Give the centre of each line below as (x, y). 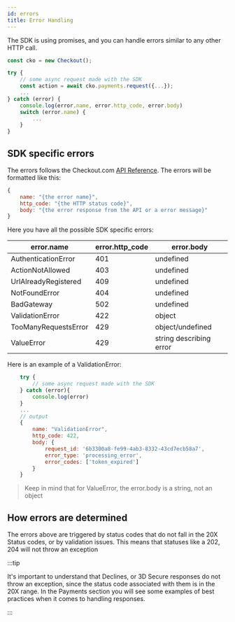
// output (34, 416)
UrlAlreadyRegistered (46, 282)
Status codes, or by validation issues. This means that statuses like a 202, (114, 542)
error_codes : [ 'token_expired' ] (92, 462)
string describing (183, 339)
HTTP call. (22, 48)
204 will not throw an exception (53, 549)
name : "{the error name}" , (59, 197)
